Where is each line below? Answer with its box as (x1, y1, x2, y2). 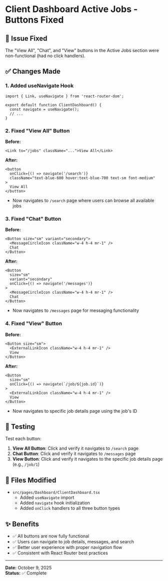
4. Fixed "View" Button (5, 320, 62, 327)
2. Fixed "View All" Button (5, 127, 70, 134)
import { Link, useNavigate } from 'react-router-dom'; (5, 94, 124, 99)
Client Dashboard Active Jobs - (5, 4, 138, 15)
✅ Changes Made (5, 67, 61, 76)
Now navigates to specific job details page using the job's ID (12, 408, 137, 414)
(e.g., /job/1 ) (12, 461, 40, 467)
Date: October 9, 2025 (5, 565, 52, 571)
